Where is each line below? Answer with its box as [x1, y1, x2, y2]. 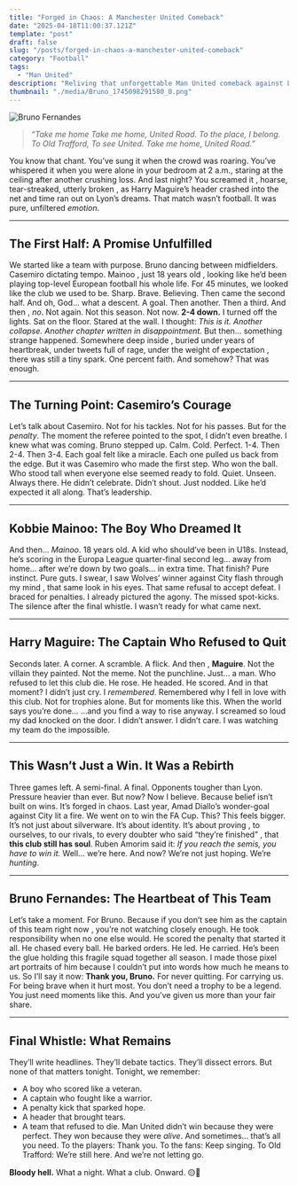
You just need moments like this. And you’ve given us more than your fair [9, 990, 277, 1001]
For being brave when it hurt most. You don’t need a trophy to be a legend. [9, 980, 282, 991]
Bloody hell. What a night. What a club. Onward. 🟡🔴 [9, 1167, 201, 1178]
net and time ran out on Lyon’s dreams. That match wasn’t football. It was [9, 192, 277, 204]
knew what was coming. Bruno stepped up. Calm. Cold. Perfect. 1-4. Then [9, 440, 280, 450]
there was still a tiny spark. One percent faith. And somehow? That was [9, 354, 270, 364]
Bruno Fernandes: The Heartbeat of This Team [9, 891, 272, 906]
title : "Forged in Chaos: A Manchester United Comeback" [9, 12, 224, 22]
